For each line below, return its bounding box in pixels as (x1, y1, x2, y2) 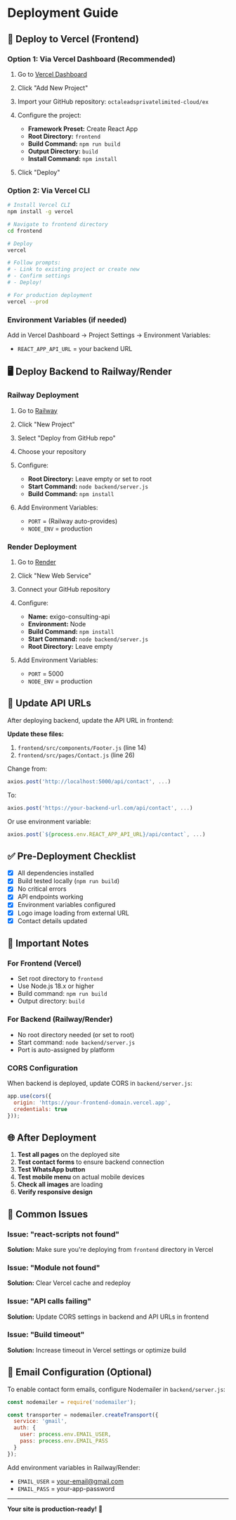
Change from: (7, 764, 48, 773)
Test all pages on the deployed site (17, 1151, 120, 1159)
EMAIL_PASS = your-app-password (17, 1484, 114, 1493)
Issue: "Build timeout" (7, 1330, 85, 1340)
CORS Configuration (7, 1063, 79, 1072)
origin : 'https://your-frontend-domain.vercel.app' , (13, 1099, 171, 1106)
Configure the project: (17, 110, 82, 119)
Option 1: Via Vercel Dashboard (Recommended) (7, 54, 176, 64)
